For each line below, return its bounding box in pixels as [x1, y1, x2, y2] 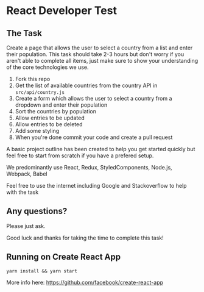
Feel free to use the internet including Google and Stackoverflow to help [6, 182, 187, 189]
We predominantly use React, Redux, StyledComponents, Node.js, [6, 164, 172, 171]
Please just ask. [6, 222, 46, 229]
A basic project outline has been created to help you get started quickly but [6, 146, 195, 152]
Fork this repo [15, 76, 51, 82]
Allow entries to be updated [15, 114, 85, 121]
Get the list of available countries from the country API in [15, 82, 158, 89]
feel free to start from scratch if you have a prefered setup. [6, 152, 154, 159]
